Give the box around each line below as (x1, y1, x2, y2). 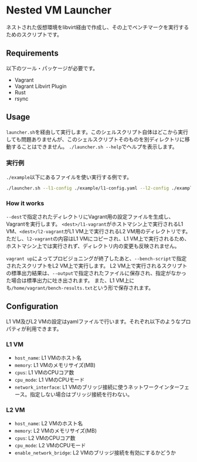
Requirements (6, 48, 59, 59)
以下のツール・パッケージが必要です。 (6, 64, 98, 72)
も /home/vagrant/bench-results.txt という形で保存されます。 (6, 284, 154, 291)
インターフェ (158, 383, 189, 390)
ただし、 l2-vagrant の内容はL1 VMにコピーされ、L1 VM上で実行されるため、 (6, 235, 190, 242)
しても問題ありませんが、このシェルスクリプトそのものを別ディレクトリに (6, 135, 185, 142)
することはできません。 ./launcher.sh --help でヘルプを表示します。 (11, 143, 178, 150)
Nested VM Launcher (6, 4, 112, 17)
